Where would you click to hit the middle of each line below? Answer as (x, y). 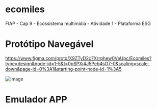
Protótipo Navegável (49, 44)
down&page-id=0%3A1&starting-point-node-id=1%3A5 (63, 69)
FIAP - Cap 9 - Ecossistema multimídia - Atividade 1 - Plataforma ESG (78, 23)
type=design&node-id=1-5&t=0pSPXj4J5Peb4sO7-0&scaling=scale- (77, 63)
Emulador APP (36, 100)
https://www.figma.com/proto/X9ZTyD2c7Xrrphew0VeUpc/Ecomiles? (78, 58)
